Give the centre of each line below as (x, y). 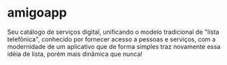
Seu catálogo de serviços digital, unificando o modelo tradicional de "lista (113, 32)
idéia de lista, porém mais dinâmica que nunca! (75, 54)
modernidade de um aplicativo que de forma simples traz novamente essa (114, 46)
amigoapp (37, 13)
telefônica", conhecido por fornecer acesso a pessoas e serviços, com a (112, 39)
